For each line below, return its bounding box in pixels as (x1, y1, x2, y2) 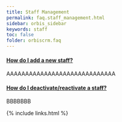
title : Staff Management (6, 9, 70, 15)
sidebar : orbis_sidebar (6, 20, 67, 26)
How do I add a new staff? (6, 56, 73, 64)
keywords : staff (6, 26, 48, 32)
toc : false (6, 32, 34, 38)
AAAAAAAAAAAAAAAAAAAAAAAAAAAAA (6, 70, 116, 77)
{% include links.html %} (6, 110, 68, 117)
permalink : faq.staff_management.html (6, 15, 105, 21)
